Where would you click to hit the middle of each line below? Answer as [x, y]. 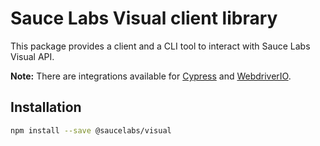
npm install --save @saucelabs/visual [91, 130]
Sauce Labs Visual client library [144, 18]
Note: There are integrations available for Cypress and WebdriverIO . [151, 76]
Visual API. [32, 56]
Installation [46, 107]
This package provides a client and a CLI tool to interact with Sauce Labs [160, 46]
